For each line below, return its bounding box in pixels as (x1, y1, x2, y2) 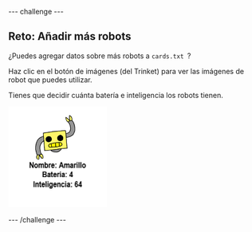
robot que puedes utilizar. (8, 75, 93, 85)
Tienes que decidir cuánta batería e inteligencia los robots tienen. (8, 90, 223, 100)
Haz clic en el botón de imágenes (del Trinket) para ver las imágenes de (8, 66, 245, 76)
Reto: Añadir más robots (8, 29, 132, 43)
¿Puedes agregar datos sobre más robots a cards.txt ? (8, 51, 191, 61)
